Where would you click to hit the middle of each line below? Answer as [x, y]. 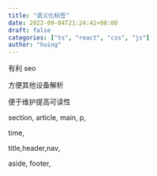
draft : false [30, 30]
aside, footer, [30, 163]
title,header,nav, [34, 148]
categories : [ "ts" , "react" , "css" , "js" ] [79, 37]
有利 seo [22, 69]
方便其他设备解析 [36, 85]
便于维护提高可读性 [39, 102]
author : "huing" [35, 45]
